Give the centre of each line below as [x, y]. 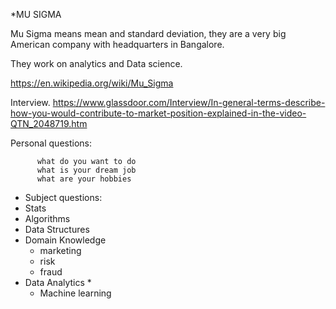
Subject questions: [63, 197]
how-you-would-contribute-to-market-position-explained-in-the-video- [158, 113]
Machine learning [75, 293]
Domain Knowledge [65, 240]
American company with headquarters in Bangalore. [117, 44]
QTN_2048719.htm [49, 123]
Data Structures [57, 229]
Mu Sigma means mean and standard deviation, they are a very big [148, 33]
